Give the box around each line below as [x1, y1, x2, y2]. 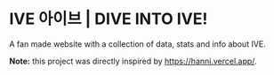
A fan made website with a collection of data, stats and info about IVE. [9, 38, 267, 49]
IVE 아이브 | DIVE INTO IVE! [9, 9, 208, 29]
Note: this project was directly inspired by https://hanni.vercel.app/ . [9, 56, 257, 66]
